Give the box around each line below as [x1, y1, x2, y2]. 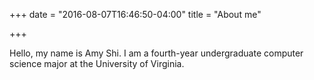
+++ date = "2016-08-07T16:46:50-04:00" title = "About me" [9, 9, 262, 20]
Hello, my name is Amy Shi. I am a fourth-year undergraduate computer [9, 47, 304, 59]
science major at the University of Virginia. [9, 58, 185, 69]
